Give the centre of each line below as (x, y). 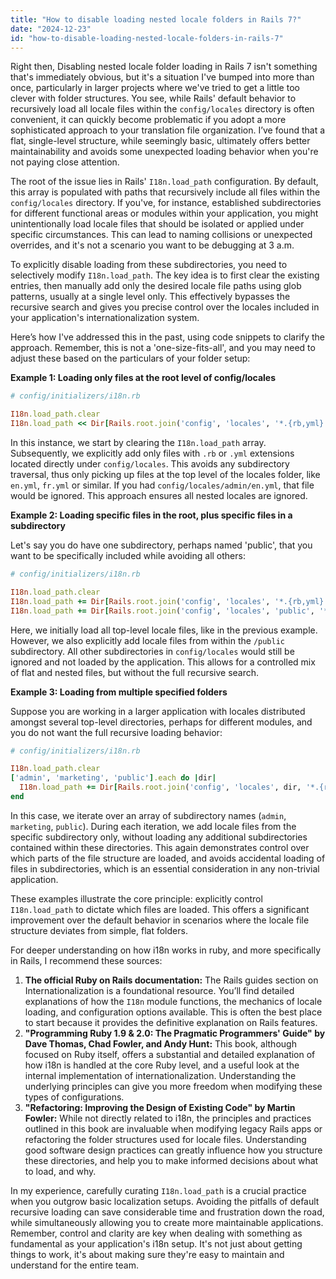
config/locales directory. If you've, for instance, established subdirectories (166, 203)
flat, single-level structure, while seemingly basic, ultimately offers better (160, 141)
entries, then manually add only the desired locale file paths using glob (156, 286)
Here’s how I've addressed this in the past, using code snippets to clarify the (167, 337)
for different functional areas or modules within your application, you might (164, 213)
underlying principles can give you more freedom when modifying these (173, 1086)
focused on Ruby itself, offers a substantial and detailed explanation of (170, 1054)
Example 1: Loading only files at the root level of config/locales (143, 378)
